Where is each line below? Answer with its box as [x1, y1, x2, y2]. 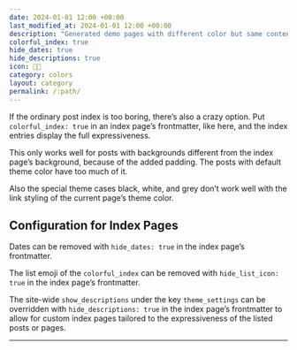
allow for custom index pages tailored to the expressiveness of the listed [9, 313, 273, 323]
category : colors [9, 71, 73, 80]
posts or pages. [9, 323, 66, 333]
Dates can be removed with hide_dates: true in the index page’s [9, 241, 245, 252]
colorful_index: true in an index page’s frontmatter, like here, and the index [9, 120, 288, 131]
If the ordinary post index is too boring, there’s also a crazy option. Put [9, 111, 265, 122]
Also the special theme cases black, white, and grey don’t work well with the [9, 183, 287, 194]
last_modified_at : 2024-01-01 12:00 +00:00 [9, 21, 172, 30]
